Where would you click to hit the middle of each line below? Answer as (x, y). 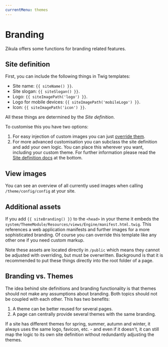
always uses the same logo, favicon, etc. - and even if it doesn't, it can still (82, 329)
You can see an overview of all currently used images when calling (74, 186)
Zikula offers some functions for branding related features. (66, 49)
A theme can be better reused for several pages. (62, 308)
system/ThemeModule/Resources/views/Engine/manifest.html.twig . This (78, 224)
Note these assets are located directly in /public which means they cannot (82, 250)
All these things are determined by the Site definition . (60, 117)
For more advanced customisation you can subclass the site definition (85, 142)
